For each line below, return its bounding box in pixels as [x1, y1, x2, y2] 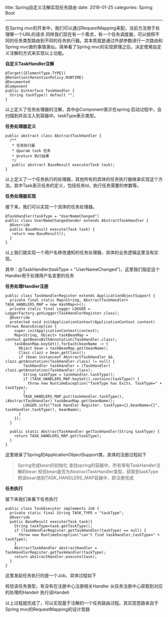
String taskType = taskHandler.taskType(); [23, 372, 115, 377]
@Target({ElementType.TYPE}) [5, 71, 66, 76]
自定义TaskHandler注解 [5, 61, 54, 67]
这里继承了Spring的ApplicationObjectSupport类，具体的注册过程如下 [5, 452, 146, 457]
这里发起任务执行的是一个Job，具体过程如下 [5, 572, 96, 578]
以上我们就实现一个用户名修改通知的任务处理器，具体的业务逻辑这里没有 [5, 249, 154, 255]
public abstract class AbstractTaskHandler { [5, 133, 101, 138]
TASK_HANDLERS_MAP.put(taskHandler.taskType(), [23, 394, 124, 399]
